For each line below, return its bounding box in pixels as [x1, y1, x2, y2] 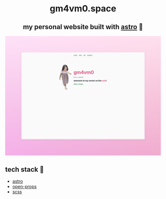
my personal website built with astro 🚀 [23, 23, 143, 31]
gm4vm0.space [49, 3, 117, 14]
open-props [12, 184, 37, 190]
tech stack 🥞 [5, 165, 44, 173]
